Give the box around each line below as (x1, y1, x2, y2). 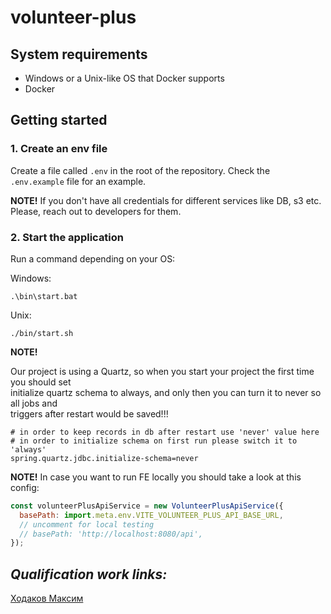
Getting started (10, 112, 108, 129)
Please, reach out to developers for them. (10, 205, 182, 217)
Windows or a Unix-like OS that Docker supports (24, 72, 225, 84)
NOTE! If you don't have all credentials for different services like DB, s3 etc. (10, 194, 322, 206)
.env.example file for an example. (10, 175, 147, 187)
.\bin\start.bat (10, 291, 78, 301)
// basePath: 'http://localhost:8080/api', (19, 529, 203, 539)
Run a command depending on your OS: (10, 252, 176, 265)
